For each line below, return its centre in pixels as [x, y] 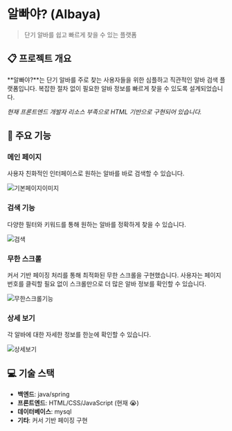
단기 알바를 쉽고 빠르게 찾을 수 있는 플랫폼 [80, 35]
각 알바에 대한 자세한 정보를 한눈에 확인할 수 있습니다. [79, 335]
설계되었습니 [206, 88]
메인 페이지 [25, 157]
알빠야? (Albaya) [54, 14]
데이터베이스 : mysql [44, 412]
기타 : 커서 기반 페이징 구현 [52, 421]
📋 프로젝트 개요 [39, 59]
